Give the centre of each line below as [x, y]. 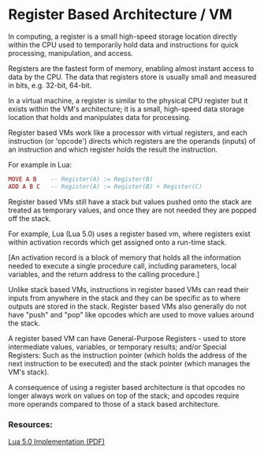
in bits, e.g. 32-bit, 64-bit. [50, 85]
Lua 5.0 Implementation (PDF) [56, 441]
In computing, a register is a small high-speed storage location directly [123, 36]
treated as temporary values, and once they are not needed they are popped [132, 210]
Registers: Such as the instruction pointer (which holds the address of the [128, 355]
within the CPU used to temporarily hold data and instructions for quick [123, 44]
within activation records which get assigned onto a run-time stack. [117, 242]
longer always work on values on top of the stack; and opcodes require [124, 396]
